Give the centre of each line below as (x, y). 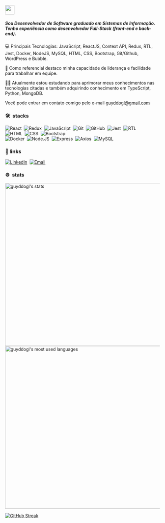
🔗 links (13, 151)
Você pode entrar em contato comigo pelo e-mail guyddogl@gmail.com (78, 103)
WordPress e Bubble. (27, 58)
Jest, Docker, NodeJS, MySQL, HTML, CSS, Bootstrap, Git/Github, (72, 53)
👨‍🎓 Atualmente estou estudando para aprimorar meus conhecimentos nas (80, 83)
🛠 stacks (17, 116)
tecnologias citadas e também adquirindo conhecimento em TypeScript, (78, 88)
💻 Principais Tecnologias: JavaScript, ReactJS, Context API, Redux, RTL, (79, 46)
